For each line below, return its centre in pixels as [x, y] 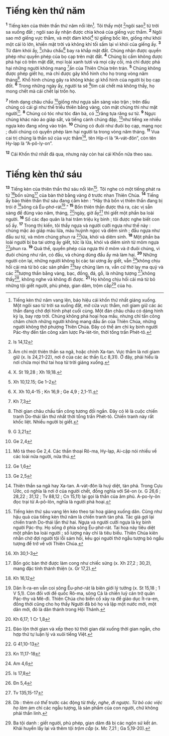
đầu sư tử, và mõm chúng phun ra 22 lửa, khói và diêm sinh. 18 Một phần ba [83, 236]
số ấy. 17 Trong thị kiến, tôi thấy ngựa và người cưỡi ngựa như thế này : [78, 225]
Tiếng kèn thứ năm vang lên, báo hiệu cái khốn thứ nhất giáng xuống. [85, 300]
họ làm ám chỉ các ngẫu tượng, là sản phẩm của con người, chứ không [86, 708]
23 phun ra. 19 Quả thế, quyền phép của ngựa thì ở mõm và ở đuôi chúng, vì [83, 248]
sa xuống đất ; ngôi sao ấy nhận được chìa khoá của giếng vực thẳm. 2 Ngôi [84, 31]
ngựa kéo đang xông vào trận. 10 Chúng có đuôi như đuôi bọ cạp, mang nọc [84, 125]
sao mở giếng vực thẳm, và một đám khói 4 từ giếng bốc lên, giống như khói [84, 38]
